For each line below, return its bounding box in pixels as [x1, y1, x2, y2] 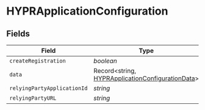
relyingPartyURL [9, 95, 57, 101]
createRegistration [9, 58, 66, 64]
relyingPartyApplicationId [9, 85, 88, 92]
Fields [6, 29, 31, 39]
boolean [93, 57, 117, 65]
